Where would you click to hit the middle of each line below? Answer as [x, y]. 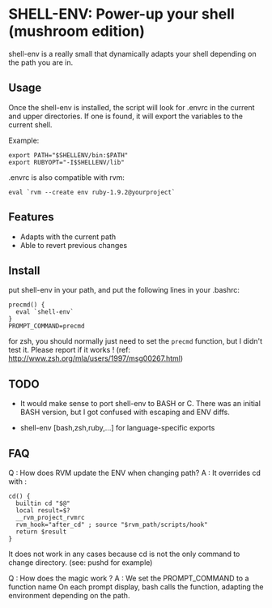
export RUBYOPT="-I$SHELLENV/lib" [67, 162]
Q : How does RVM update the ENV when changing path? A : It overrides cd [135, 473]
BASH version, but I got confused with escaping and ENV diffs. [125, 412]
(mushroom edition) [77, 31]
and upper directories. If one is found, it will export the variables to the [125, 116]
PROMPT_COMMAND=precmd [47, 326]
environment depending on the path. [69, 595]
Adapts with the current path [68, 237]
